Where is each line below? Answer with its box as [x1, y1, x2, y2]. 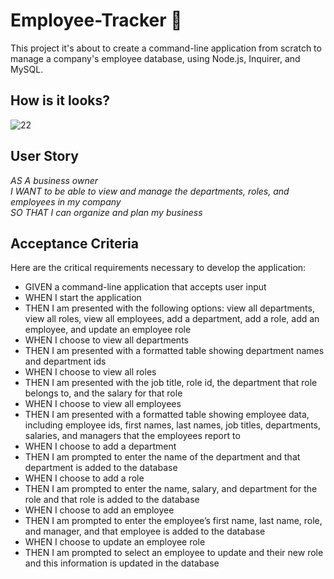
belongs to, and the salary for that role [24, 387, 183, 399]
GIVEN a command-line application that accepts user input [24, 281, 267, 293]
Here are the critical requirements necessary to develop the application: [10, 262, 307, 274]
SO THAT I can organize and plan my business [10, 206, 203, 218]
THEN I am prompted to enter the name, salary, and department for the [24, 483, 318, 495]
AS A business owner [10, 174, 99, 186]
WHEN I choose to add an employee [24, 504, 175, 516]
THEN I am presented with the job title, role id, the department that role [24, 377, 318, 389]
